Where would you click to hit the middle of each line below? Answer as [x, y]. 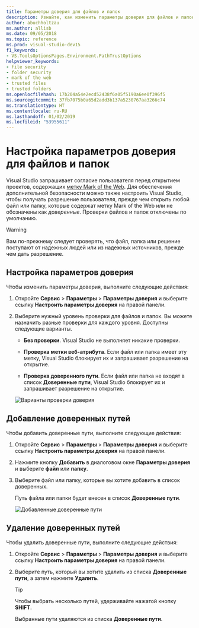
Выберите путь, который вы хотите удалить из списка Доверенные [101, 572]
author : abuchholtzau [33, 23]
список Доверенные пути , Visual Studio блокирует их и [94, 382]
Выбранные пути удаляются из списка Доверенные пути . [89, 619]
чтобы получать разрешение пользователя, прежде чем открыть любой [98, 199]
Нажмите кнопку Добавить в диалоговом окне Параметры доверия [102, 462]
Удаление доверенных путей [63, 528]
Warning [16, 230]
